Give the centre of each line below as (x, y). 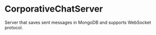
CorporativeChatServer (54, 9)
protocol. (14, 27)
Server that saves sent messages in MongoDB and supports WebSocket (78, 22)
